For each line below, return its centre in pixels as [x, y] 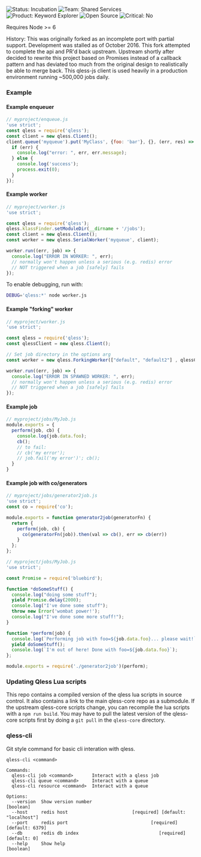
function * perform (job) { [38, 633]
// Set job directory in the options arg [59, 355]
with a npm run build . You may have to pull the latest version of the [89, 714]
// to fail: [32, 447]
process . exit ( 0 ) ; [39, 169]
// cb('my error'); [41, 453]
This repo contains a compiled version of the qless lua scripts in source [94, 695]
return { [22, 523]
